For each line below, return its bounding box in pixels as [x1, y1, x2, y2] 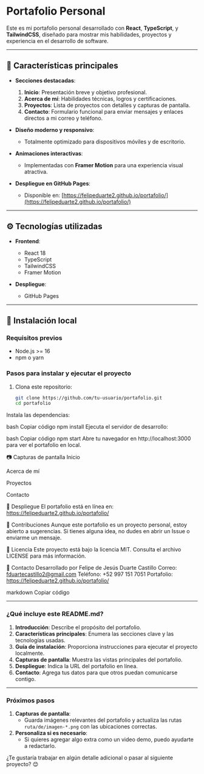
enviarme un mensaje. [6, 534, 62, 542]
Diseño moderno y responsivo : [15, 126, 95, 133]
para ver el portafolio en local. [6, 441, 81, 449]
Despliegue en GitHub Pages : [15, 179, 91, 187]
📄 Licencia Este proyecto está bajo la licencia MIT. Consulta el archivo [6, 546, 182, 553]
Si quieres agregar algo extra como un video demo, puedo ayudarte [24, 736, 194, 743]
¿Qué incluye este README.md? [6, 610, 104, 618]
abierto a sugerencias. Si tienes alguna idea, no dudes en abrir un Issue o [6, 528, 190, 535]
